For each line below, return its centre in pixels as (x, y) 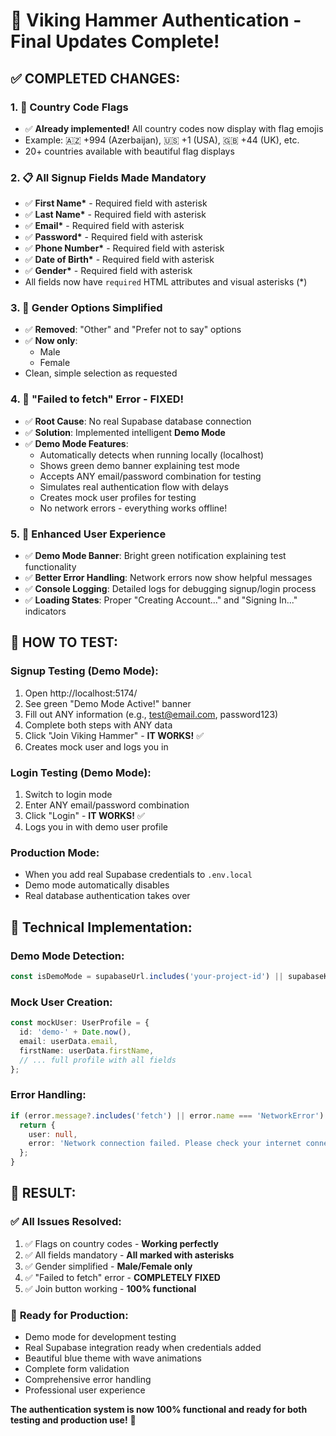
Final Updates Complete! (115, 41)
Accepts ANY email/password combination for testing (150, 476)
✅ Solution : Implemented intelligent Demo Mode (125, 432)
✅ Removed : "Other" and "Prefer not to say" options (133, 330)
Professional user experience (85, 1390)
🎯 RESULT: (43, 1193)
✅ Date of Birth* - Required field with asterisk (119, 260)
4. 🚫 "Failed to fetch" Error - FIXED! (97, 399)
